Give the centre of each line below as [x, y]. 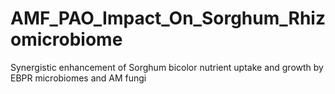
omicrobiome [66, 39]
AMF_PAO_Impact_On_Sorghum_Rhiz [168, 18]
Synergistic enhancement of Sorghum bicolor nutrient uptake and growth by [167, 67]
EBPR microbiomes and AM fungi [78, 78]
